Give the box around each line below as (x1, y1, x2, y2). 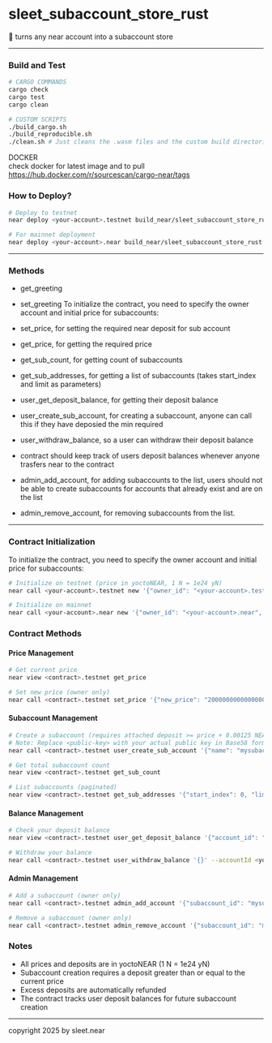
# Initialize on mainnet (8, 601, 92, 610)
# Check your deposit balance (8, 826, 111, 834)
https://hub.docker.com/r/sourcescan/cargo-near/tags (8, 170, 190, 179)
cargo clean (8, 101, 49, 109)
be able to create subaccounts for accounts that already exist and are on (19, 484, 263, 493)
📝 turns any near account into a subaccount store (8, 32, 174, 41)
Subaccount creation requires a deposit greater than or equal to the (19, 968, 245, 977)
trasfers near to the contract (19, 459, 115, 469)
